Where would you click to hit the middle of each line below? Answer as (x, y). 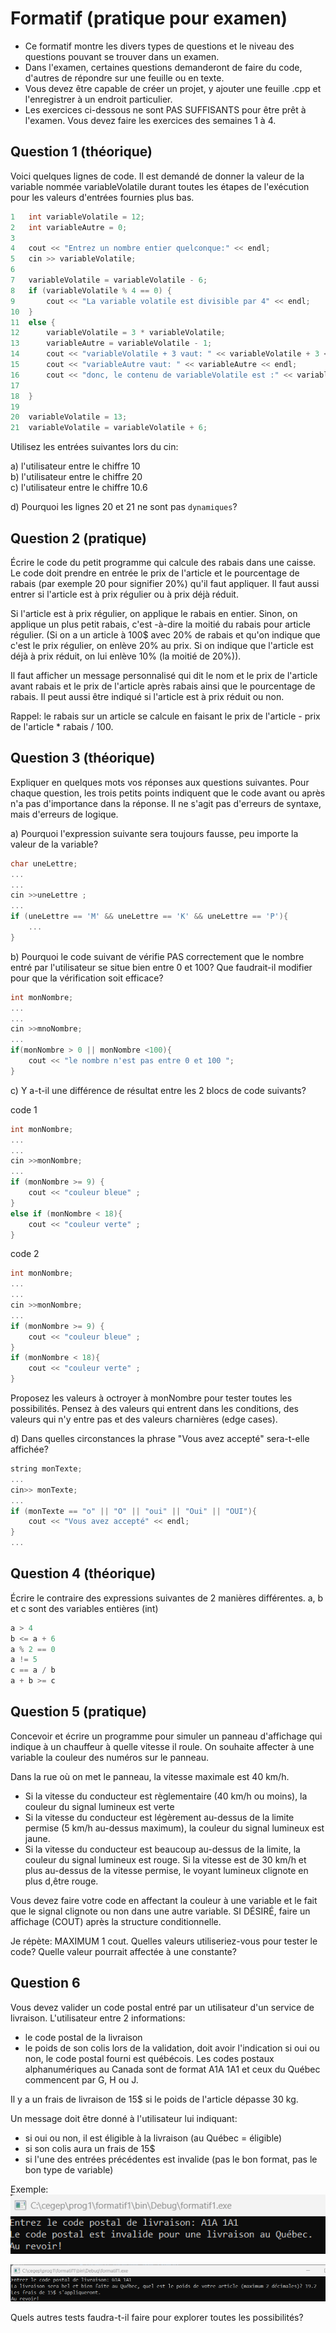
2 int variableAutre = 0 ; (69, 227)
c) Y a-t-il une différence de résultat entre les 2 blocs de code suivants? (158, 1090)
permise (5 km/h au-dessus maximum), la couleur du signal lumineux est (174, 1828)
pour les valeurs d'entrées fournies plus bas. (102, 197)
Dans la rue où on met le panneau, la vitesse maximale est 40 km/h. (150, 1776)
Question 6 (45, 1983)
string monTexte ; (46, 1469)
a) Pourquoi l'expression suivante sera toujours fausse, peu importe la (154, 833)
